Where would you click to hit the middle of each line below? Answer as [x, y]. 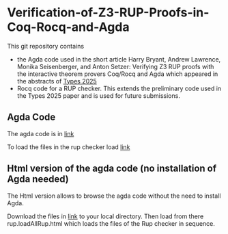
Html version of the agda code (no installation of [112, 169]
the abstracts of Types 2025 [57, 81]
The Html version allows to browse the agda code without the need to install [114, 196]
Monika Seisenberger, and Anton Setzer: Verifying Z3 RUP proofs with [115, 66]
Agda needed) [38, 179]
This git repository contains [45, 46]
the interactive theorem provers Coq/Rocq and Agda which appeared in [117, 74]
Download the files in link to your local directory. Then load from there [105, 216]
